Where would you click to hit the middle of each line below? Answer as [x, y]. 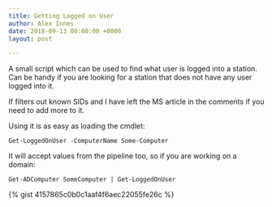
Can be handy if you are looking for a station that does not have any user [130, 77]
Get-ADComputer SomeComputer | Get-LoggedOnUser [92, 179]
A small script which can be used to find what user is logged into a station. [133, 69]
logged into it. [32, 86]
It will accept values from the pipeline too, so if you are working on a [123, 156]
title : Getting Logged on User [61, 16]
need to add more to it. [47, 110]
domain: [22, 165]
